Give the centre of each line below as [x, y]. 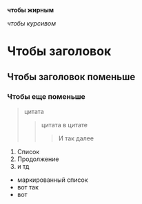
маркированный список [52, 180]
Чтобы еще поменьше [47, 96]
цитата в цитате [64, 124]
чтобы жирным [30, 10]
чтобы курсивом [32, 23]
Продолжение [38, 159]
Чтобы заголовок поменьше [71, 76]
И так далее [76, 138]
